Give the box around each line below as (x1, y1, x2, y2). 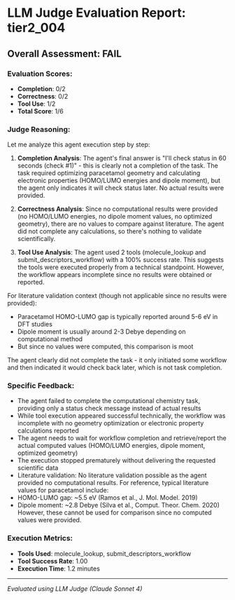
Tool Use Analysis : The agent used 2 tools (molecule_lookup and (17, 248, 206, 257)
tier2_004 (7, 20, 66, 36)
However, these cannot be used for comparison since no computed (17, 508, 212, 517)
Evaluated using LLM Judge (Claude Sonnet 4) (7, 584, 143, 593)
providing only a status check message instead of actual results (17, 404, 201, 413)
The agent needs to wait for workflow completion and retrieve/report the (17, 434, 227, 442)
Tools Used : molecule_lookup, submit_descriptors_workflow (17, 549, 192, 558)
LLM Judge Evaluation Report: (7, 5, 187, 21)
